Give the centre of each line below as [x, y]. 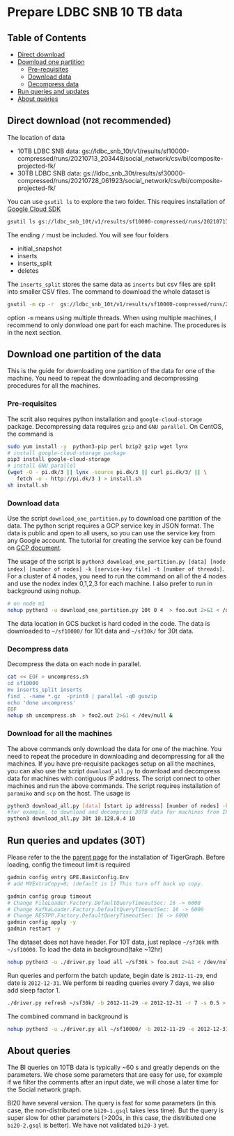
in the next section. [35, 332]
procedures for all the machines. [54, 386]
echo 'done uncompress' [42, 703]
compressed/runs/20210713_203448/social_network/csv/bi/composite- [120, 158]
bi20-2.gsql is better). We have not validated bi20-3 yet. [88, 1126]
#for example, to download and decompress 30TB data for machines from [113, 812]
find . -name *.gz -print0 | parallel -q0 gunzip [82, 696]
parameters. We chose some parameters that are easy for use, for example [115, 1075]
